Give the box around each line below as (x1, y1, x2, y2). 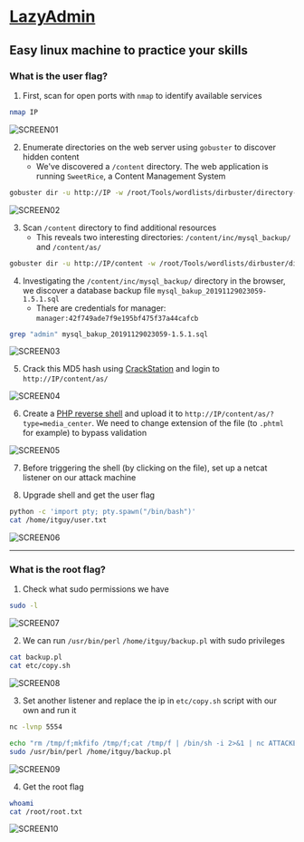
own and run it (22, 705, 77, 716)
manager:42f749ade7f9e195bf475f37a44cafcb (35, 314, 199, 323)
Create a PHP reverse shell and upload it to (22, 408, 184, 419)
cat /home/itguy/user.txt (9, 516, 107, 525)
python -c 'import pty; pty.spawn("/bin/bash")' (9, 508, 196, 517)
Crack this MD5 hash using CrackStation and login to (22, 363, 220, 374)
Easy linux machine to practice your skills (9, 43, 249, 58)
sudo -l (9, 601, 39, 611)
